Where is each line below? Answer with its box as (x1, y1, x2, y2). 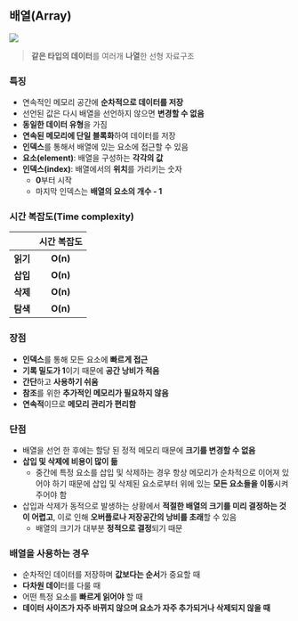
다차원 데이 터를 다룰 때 (21, 580, 101, 591)
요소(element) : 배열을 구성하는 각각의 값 (21, 152, 164, 163)
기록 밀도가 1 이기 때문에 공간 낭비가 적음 (21, 364, 160, 376)
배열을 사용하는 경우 (9, 547, 90, 560)
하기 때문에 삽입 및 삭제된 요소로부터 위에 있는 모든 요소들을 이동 (52, 478, 275, 488)
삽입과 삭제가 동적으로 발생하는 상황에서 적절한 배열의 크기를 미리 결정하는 (21, 501, 278, 511)
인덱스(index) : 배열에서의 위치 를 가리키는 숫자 (21, 164, 182, 175)
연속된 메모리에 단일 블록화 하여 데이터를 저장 (21, 130, 176, 141)
